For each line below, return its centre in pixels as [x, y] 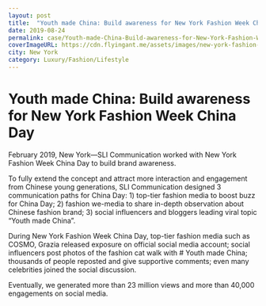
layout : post [30, 15]
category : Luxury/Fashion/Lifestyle [68, 60]
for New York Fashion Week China [122, 116]
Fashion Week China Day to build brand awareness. [92, 163]
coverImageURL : [33, 45]
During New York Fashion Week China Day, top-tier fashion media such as [129, 235]
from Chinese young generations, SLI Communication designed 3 [115, 186]
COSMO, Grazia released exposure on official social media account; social [129, 244]
